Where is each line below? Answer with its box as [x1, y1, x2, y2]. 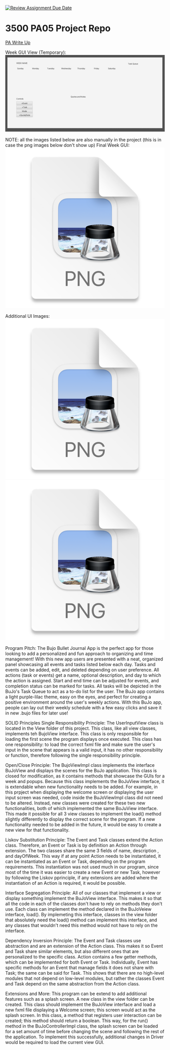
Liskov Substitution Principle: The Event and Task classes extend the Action [5, 837, 163, 843]
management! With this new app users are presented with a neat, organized [5, 656, 163, 662]
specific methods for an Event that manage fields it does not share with [5, 965, 154, 971]
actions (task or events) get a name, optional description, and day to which [5, 672, 161, 678]
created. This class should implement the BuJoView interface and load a [5, 1002, 156, 1008]
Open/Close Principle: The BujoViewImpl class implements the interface [5, 762, 155, 768]
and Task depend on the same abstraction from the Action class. [5, 981, 140, 987]
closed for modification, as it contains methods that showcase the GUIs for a [5, 773, 165, 779]
